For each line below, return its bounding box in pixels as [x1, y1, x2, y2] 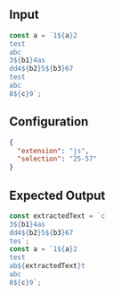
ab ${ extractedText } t [9, 262, 86, 271]
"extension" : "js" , [17, 146, 90, 155]
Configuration [9, 114, 89, 129]
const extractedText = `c [9, 211, 105, 221]
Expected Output [9, 187, 106, 203]
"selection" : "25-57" [17, 154, 98, 164]
